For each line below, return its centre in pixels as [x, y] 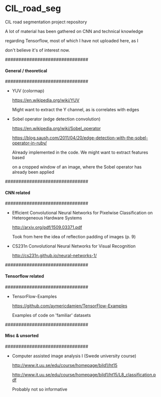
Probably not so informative [40, 389]
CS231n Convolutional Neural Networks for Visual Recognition [74, 246]
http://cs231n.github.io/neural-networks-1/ [54, 256]
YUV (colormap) [28, 91]
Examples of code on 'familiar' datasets [51, 315]
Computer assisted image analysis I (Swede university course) [74, 356]
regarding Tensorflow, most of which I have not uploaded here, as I [72, 41]
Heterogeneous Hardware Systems [47, 218]
